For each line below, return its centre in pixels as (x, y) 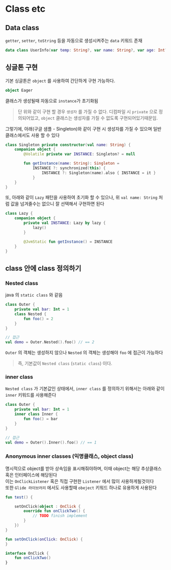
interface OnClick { (27, 553)
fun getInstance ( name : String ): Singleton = (72, 164)
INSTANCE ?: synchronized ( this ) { (69, 168)
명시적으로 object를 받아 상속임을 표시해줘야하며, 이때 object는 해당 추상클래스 (83, 468)
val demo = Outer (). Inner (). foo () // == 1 (51, 442)
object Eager (19, 90)
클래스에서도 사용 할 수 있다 (33, 135)
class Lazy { (19, 214)
